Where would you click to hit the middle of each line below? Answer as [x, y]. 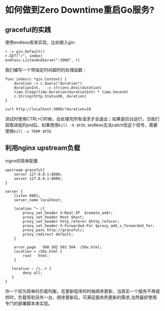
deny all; [33, 273]
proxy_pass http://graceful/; [54, 230]
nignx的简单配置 [22, 161]
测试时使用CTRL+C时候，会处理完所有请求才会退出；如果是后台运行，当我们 [82, 119]
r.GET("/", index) [24, 56]
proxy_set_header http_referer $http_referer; [71, 221]
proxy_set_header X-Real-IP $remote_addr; [68, 213]
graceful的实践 [28, 30]
